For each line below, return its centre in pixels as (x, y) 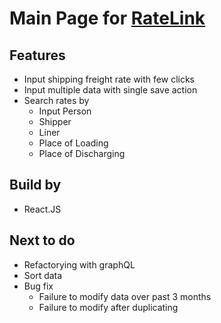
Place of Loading (73, 143)
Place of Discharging (82, 153)
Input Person (65, 111)
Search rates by (56, 100)
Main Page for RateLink (107, 18)
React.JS (42, 209)
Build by (35, 185)
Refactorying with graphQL (79, 264)
